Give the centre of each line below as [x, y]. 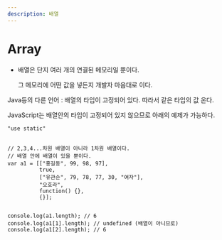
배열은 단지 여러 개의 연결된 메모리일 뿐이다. [79, 70]
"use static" [27, 129]
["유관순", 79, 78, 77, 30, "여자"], [91, 177]
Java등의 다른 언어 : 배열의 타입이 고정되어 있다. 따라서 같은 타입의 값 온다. [111, 99]
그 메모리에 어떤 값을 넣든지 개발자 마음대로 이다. [85, 84]
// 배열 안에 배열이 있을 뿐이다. [49, 156]
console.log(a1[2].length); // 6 [57, 229]
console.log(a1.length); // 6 [52, 216]
